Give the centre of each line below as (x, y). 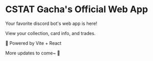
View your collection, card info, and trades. (50, 33)
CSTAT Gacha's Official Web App (77, 9)
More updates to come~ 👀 (33, 53)
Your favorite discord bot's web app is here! (51, 23)
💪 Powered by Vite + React (33, 43)
